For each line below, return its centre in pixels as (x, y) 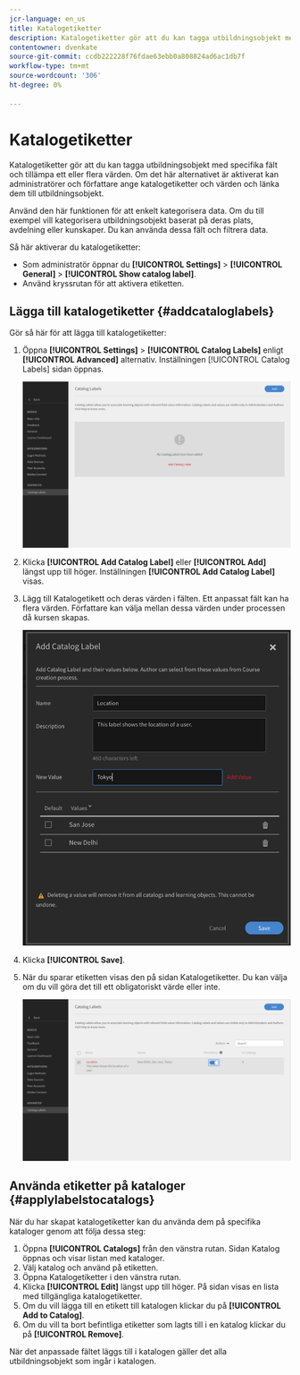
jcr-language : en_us (48, 19)
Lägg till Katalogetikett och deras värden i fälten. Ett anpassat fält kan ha (155, 599)
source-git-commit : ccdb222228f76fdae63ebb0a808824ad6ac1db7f (127, 57)
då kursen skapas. (56, 618)
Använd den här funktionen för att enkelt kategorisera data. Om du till (137, 210)
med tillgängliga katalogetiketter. (82, 1296)
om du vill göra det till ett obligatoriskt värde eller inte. (121, 987)
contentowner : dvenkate (54, 47)
